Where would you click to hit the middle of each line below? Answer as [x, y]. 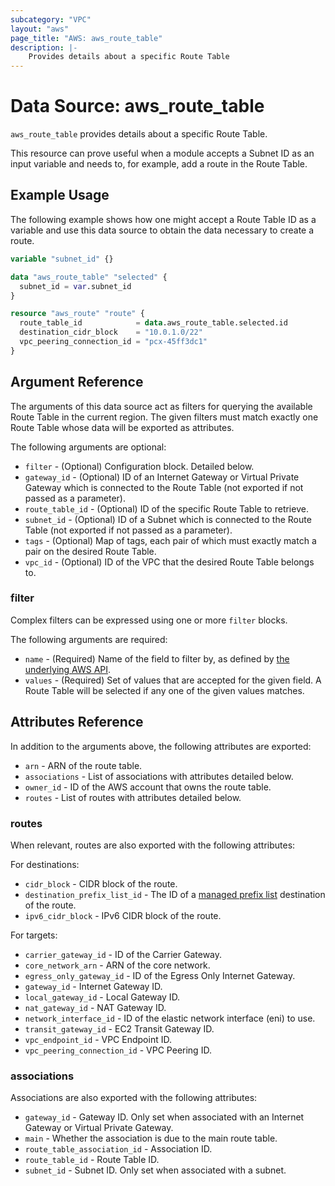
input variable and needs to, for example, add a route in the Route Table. [159, 164]
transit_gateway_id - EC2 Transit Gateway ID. [119, 1028]
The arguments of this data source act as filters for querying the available [161, 406]
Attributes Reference [77, 722]
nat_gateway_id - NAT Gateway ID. [95, 1007]
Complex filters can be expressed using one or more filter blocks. [149, 620]
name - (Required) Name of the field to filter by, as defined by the [157, 658]
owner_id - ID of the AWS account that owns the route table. [148, 787]
